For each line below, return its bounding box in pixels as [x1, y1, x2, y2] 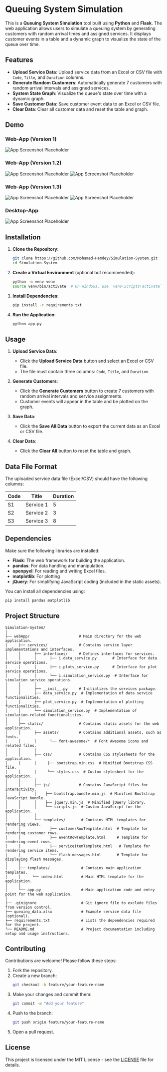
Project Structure [5, 612, 60, 620]
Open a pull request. [12, 1029, 55, 1035]
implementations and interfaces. [5, 647, 75, 652]
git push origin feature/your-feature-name [12, 1020, 105, 1025]
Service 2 [25, 510, 48, 517]
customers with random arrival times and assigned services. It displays [5, 30, 151, 36]
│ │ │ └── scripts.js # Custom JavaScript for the [5, 804, 142, 809]
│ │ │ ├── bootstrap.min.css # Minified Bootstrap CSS [5, 760, 153, 765]
